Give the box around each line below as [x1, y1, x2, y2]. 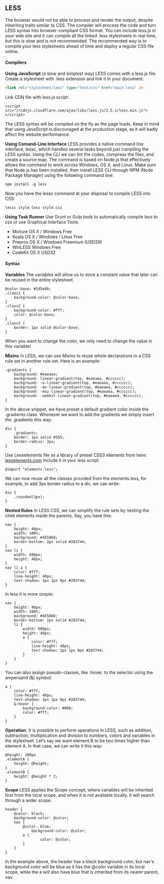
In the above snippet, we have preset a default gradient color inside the [5, 406, 149, 412]
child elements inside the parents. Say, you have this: [5, 513, 113, 518]
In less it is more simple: [5, 591, 54, 597]
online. [5, 48, 19, 54]
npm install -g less [5, 182, 47, 186]
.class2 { [5, 304, 25, 309]
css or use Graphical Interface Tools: [5, 219, 79, 225]
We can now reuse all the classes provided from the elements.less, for [5, 476, 147, 482]
